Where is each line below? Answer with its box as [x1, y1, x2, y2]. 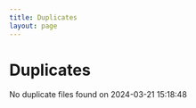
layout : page [9, 21, 58, 30]
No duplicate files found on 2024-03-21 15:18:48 [9, 89, 187, 100]
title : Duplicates [9, 12, 78, 22]
